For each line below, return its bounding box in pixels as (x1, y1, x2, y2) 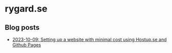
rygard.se (5, 3, 48, 15)
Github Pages (12, 42, 42, 48)
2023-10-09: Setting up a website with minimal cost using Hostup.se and (12, 36, 167, 42)
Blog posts (5, 23, 40, 32)
